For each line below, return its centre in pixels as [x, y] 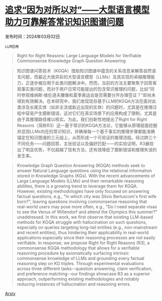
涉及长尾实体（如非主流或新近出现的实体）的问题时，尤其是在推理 [87, 107]
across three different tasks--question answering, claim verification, [85, 268]
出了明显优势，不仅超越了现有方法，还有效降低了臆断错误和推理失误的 [87, 150]
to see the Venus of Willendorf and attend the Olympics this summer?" [87, 212]
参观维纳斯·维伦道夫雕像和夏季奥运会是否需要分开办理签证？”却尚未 [88, 95]
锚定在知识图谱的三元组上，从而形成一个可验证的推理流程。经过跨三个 [87, 137]
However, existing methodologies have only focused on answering [83, 191]
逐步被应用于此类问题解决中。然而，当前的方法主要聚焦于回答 [91, 83]
